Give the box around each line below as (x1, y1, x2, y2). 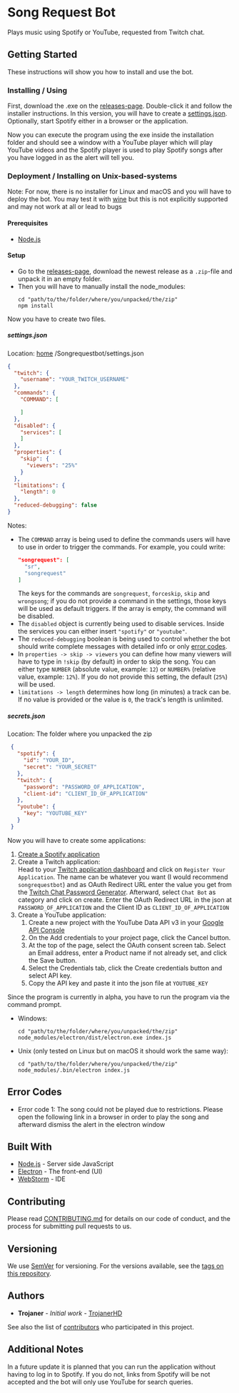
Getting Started (7, 49, 78, 61)
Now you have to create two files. (7, 315, 106, 323)
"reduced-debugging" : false (14, 502, 98, 509)
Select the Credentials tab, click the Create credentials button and (28, 963, 223, 972)
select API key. (28, 971, 73, 980)
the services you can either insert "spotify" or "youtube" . (17, 627, 188, 636)
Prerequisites (7, 218, 49, 227)
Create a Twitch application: (17, 857, 101, 866)
